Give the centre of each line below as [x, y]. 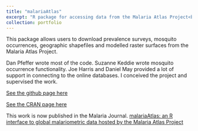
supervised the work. [32, 82]
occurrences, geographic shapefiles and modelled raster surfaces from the [98, 45]
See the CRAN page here [37, 105]
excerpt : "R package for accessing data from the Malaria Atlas [87, 17]
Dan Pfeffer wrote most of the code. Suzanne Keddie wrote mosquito [90, 63]
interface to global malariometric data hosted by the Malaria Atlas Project [95, 122]
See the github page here [37, 93]
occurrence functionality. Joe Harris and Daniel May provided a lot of [90, 69]
